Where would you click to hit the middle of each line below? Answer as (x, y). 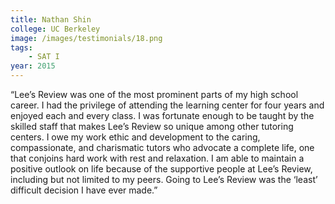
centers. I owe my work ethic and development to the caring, (135, 137)
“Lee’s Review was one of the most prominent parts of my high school (154, 94)
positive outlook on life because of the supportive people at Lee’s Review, (161, 169)
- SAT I (44, 57)
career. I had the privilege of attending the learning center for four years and (167, 105)
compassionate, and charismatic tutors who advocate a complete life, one (162, 147)
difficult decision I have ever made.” (84, 190)
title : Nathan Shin (51, 19)
